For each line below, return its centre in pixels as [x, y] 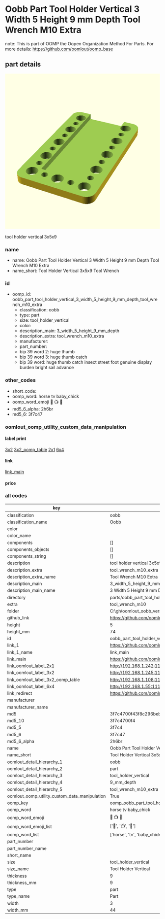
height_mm [18, 631]
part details [23, 64]
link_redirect [20, 693]
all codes [16, 496]
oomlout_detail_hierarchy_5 [35, 789]
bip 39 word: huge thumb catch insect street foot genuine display [86, 362]
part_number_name [27, 848]
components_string [27, 556]
